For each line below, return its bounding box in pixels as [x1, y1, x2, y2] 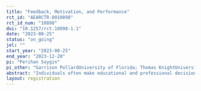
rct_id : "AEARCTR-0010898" [6, 14, 74, 20]
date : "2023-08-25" [6, 31, 55, 37]
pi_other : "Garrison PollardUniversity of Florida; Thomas [6, 64, 157, 71]
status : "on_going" [6, 37, 55, 43]
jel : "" [6, 43, 26, 48]
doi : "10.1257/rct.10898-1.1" [6, 25, 82, 32]
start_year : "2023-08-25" [6, 48, 71, 54]
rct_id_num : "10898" [6, 20, 58, 26]
